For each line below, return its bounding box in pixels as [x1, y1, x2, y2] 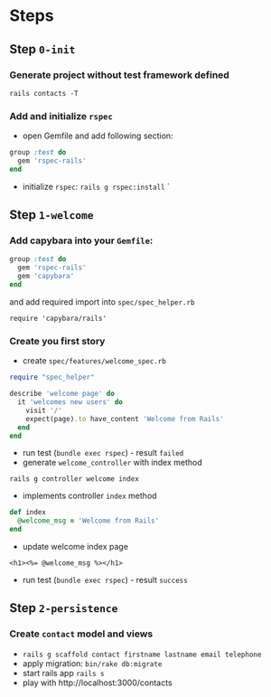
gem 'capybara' [17, 272, 75, 281]
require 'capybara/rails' [9, 314, 107, 323]
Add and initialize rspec [9, 109, 113, 122]
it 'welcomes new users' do [17, 398, 124, 407]
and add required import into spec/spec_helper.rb [9, 296, 195, 307]
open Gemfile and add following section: [22, 130, 173, 141]
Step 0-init [9, 42, 76, 57]
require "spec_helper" [9, 372, 95, 382]
